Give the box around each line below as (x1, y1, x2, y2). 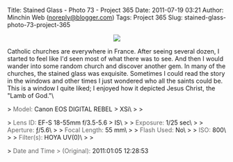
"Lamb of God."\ (7, 92, 54, 99)
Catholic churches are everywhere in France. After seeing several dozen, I (7, 47, 220, 55)
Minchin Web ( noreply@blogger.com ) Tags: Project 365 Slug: (7, 13, 183, 22)
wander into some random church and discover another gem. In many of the (7, 62, 226, 70)
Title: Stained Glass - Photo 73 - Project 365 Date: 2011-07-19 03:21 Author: (7, 6, 224, 14)
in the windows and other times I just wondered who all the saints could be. (7, 76, 223, 85)
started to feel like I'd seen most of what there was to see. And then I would (7, 55, 224, 63)
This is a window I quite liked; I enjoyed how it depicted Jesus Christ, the (7, 84, 216, 92)
